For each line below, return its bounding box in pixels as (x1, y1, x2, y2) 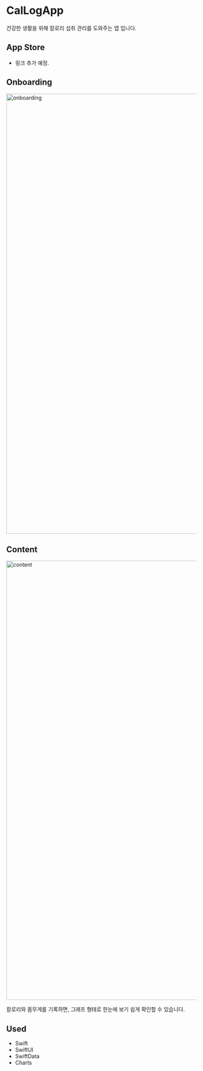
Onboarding (6, 77, 53, 88)
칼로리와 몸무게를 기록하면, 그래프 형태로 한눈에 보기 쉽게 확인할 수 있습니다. (6, 1006, 185, 1013)
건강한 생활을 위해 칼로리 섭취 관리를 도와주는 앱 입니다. (6, 24, 137, 31)
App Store (6, 42, 45, 53)
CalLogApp (6, 4, 64, 18)
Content (6, 544, 38, 555)
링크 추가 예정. (14, 59, 50, 67)
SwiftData (14, 1053, 40, 1060)
